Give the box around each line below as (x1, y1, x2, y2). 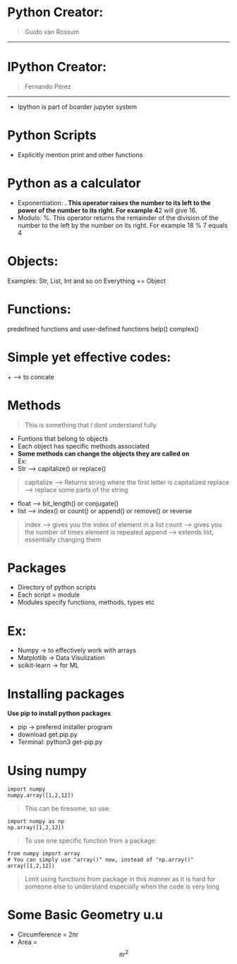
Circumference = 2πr (17, 930, 79, 939)
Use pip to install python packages (7, 709, 111, 718)
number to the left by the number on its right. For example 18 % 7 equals (17, 221, 228, 229)
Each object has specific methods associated (17, 441, 150, 450)
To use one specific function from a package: (24, 836, 157, 845)
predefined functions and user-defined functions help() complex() (7, 324, 200, 333)
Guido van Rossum (24, 28, 80, 36)
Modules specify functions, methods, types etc (17, 598, 155, 606)
